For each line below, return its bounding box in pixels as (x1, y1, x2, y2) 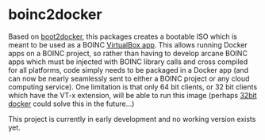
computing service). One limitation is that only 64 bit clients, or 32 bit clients (8, 81, 258, 92)
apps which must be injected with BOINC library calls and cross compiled (8, 57, 248, 66)
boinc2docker (8, 6, 102, 24)
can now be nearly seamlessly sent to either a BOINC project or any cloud (8, 74, 250, 83)
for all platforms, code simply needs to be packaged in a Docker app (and (8, 65, 248, 74)
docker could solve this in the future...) (8, 99, 135, 108)
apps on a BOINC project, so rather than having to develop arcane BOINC (8, 48, 248, 58)
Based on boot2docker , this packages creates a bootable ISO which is (8, 32, 238, 41)
